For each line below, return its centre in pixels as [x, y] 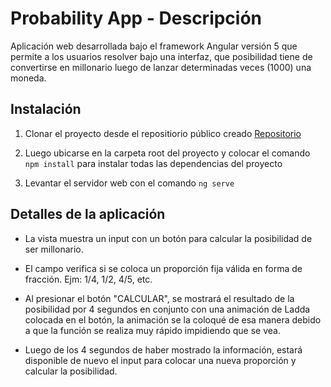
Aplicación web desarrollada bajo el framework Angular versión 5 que [154, 46]
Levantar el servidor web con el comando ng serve [129, 183]
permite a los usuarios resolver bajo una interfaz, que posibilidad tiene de [161, 56]
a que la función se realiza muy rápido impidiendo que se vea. [152, 330]
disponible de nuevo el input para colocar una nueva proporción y [160, 360]
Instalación [46, 109]
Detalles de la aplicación [88, 214]
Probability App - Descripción [136, 18]
